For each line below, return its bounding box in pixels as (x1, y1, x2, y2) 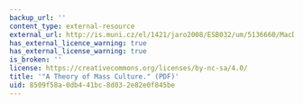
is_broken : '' (9, 55, 63, 64)
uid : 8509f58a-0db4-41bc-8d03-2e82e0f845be (9, 80, 176, 90)
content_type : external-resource (9, 22, 135, 31)
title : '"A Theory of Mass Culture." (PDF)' (9, 72, 179, 81)
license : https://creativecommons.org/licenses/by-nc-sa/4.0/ (9, 64, 248, 73)
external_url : (9, 30, 63, 39)
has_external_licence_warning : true (9, 38, 147, 48)
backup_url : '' (9, 13, 67, 23)
